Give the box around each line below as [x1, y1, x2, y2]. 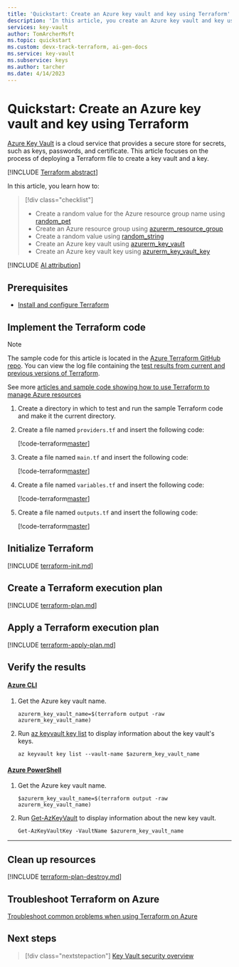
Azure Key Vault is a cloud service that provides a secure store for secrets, [7, 139, 226, 148]
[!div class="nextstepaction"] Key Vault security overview [24, 951, 194, 960]
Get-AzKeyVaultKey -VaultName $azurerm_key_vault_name [17, 828, 184, 835]
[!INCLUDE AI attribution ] [7, 261, 81, 270]
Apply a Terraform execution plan [7, 622, 159, 634]
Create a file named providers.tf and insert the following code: [17, 426, 205, 434]
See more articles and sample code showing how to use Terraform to [7, 383, 210, 391]
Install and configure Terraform [17, 300, 109, 310]
